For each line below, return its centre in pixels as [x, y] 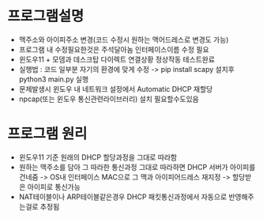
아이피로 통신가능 [54, 187]
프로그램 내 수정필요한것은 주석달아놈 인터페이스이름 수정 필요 [114, 49]
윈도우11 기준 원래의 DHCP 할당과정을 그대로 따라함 [98, 157]
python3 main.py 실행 [53, 79]
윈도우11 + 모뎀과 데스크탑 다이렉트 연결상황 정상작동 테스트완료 [116, 59]
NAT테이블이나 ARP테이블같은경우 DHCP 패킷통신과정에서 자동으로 [123, 196]
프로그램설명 [46, 16]
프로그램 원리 [47, 134]
